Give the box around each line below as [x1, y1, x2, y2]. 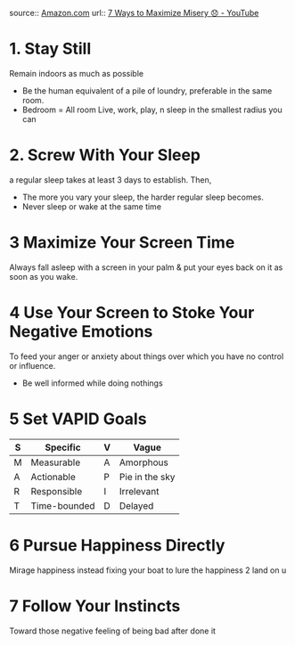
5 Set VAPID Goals [9, 409, 147, 429]
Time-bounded [30, 499, 95, 511]
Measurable [30, 456, 81, 469]
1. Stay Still [9, 39, 92, 59]
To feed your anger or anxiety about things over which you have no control [9, 351, 284, 362]
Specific [44, 441, 82, 453]
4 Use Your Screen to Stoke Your [9, 303, 255, 322]
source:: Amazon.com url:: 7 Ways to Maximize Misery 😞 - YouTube [9, 8, 259, 18]
